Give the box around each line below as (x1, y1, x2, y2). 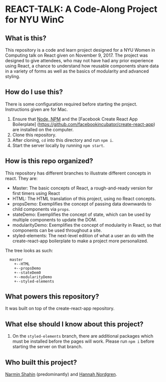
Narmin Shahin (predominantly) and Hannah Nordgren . (5, 372, 117, 378)
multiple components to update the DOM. (12, 216, 97, 222)
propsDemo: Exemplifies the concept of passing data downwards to (12, 200, 152, 207)
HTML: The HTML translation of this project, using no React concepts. (12, 195, 156, 201)
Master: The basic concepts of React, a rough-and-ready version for (12, 185, 153, 191)
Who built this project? (5, 358, 77, 367)
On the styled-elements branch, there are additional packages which (12, 333, 154, 339)
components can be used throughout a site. (12, 227, 102, 233)
